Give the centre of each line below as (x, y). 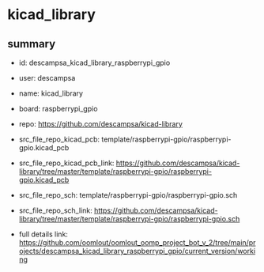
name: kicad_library (51, 93)
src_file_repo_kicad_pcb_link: (66, 163)
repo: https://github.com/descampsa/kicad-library (101, 124)
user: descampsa (47, 78)
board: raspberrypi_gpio (58, 109)
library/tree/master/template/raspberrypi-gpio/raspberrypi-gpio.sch (129, 219)
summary (32, 44)
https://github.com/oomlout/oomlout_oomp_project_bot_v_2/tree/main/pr (137, 242)
